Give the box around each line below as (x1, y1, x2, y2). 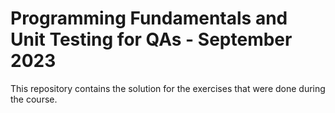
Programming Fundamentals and (10, 7, 288, 30)
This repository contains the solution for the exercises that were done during (10, 82, 326, 94)
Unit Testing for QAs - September (10, 28, 293, 51)
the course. (10, 93, 58, 105)
